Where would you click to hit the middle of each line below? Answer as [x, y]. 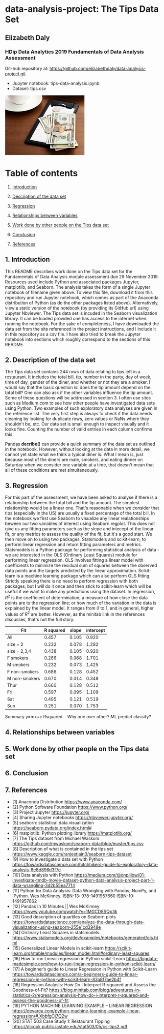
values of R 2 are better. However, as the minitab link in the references [75, 613]
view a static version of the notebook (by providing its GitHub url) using [77, 308]
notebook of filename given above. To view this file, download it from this [79, 292]
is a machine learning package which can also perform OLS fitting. [83, 576]
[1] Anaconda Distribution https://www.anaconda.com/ [67, 802]
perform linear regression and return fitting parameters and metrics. [73, 545]
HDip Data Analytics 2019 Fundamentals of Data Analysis [75, 52]
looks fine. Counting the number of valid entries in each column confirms [79, 429]
